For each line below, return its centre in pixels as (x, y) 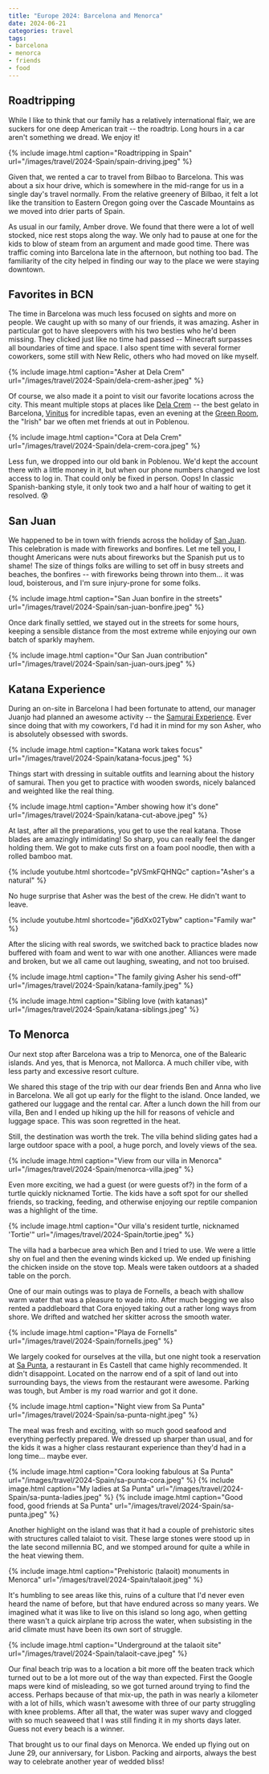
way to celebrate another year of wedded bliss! (86, 1761)
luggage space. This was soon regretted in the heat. (94, 1121)
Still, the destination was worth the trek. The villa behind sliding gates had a (133, 1136)
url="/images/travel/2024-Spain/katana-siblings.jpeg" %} (104, 1009)
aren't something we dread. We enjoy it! (74, 137)
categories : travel (41, 31)
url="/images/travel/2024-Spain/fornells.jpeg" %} (91, 1341)
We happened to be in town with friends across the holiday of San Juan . (128, 540)
